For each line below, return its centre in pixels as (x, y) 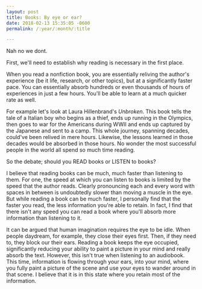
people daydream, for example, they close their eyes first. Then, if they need (101, 236)
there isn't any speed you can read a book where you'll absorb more (91, 212)
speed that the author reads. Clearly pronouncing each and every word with (100, 186)
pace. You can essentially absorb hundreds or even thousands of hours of (98, 87)
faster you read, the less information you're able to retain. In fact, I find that (99, 205)
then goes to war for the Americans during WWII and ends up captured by (98, 125)
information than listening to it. (44, 218)
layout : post (23, 12)
